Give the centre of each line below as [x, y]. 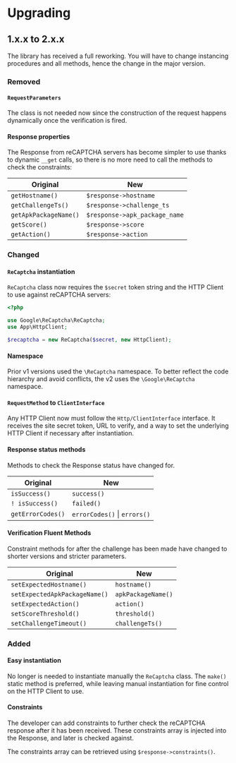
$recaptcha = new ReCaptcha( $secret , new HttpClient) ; [89, 340]
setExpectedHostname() [49, 584]
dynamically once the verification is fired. [67, 121]
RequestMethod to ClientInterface [56, 402]
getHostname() [35, 196]
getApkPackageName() [45, 215]
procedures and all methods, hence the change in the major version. [106, 64]
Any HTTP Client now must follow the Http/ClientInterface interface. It [111, 419]
